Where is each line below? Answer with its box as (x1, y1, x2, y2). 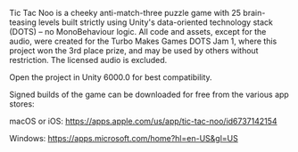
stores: (9, 99, 35, 109)
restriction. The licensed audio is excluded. (9, 55, 168, 65)
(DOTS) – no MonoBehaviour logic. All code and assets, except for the (9, 27, 267, 36)
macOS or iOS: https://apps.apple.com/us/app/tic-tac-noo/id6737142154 (9, 116, 278, 126)
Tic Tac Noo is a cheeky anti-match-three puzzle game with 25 (9, 8, 242, 18)
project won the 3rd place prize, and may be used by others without (9, 45, 259, 56)
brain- (243, 8, 266, 18)
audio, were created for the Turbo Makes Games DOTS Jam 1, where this (9, 36, 277, 46)
